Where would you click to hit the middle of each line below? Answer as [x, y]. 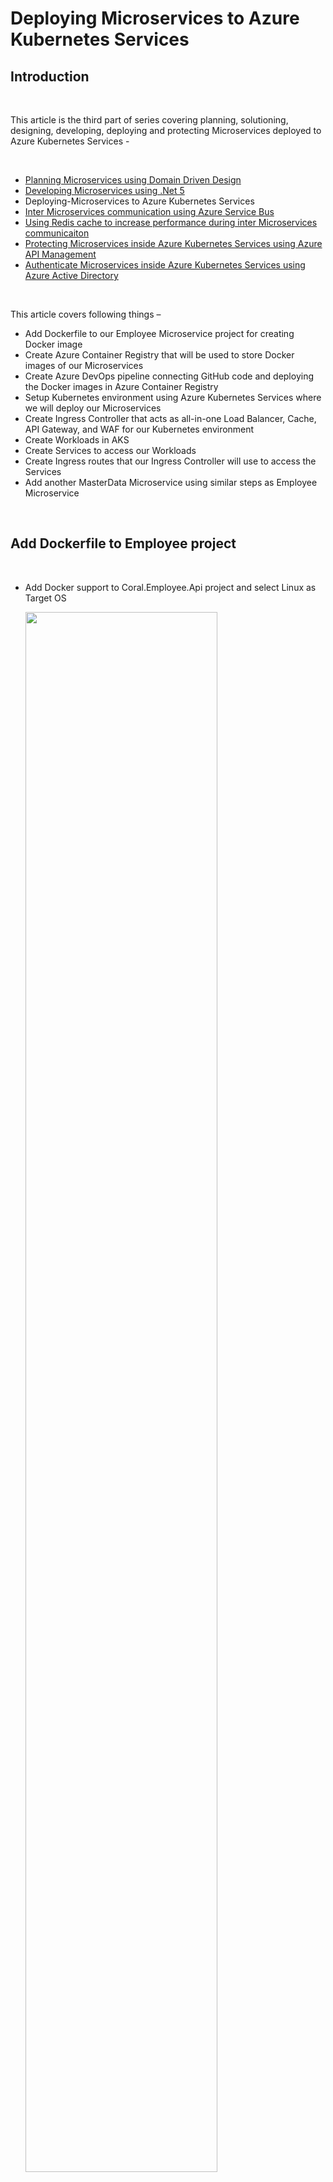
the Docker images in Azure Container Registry [121, 386]
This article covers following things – [86, 314]
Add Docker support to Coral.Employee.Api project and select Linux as [170, 587]
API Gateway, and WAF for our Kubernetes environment [139, 429]
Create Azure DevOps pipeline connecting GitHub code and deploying [169, 376]
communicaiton [57, 233]
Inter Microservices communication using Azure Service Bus [149, 211]
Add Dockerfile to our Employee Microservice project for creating [159, 333]
